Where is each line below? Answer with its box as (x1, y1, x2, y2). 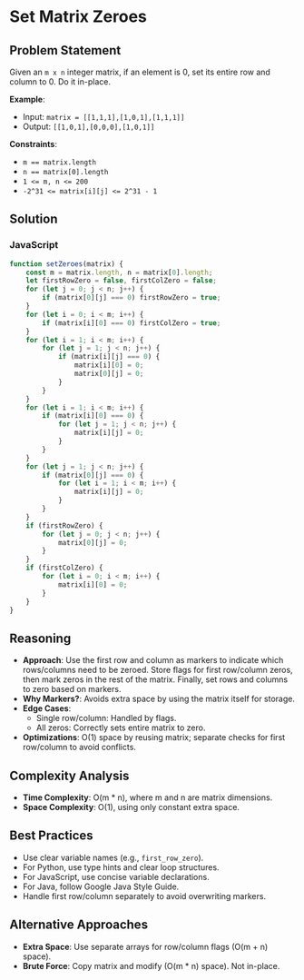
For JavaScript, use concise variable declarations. (22, 871, 211, 882)
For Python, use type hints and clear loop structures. (22, 861, 220, 873)
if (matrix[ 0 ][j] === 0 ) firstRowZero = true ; (42, 293, 221, 302)
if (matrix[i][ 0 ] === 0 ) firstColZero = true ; (42, 318, 221, 328)
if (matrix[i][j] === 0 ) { (57, 352, 161, 361)
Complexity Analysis (9, 767, 130, 783)
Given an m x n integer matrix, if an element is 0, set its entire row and (9, 66, 270, 77)
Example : (9, 94, 45, 104)
